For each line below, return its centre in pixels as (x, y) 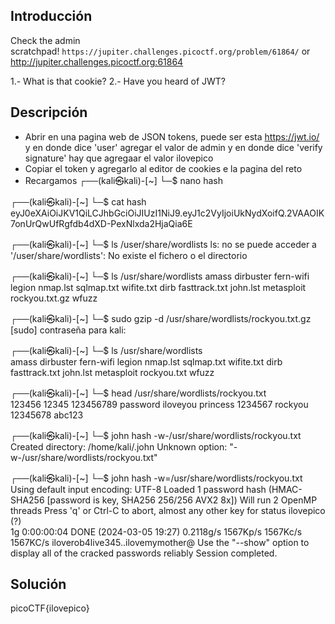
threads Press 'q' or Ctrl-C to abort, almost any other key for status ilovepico (168, 510)
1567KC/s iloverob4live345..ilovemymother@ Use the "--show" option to (160, 542)
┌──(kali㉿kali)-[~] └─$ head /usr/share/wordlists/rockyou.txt (138, 393)
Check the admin (45, 40)
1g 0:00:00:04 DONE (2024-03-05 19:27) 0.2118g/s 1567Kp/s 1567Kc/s (156, 531)
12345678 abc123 (47, 415)
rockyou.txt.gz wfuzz (54, 298)
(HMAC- (285, 489)
